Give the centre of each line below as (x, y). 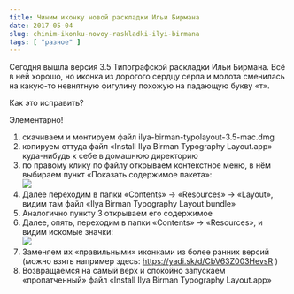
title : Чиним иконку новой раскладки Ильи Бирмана (104, 17)
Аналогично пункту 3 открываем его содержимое (117, 214)
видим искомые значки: (67, 232)
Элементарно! (36, 120)
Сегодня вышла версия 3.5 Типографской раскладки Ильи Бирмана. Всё (147, 67)
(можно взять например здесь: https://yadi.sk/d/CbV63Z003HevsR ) (150, 261)
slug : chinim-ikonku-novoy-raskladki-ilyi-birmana (104, 34)
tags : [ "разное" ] (45, 42)
